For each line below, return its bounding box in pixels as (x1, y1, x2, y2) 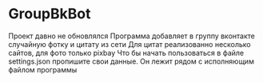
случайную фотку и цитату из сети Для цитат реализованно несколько (8, 39, 252, 49)
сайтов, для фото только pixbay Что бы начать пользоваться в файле (8, 48, 245, 57)
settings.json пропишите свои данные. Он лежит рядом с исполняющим (8, 57, 254, 66)
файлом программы (8, 64, 78, 74)
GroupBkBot (8, 5, 91, 23)
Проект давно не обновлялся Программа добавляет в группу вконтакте (8, 31, 256, 41)
